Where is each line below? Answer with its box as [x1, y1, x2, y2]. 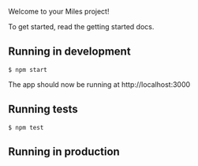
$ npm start [8, 66, 47, 74]
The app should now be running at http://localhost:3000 [8, 79, 191, 89]
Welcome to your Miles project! [8, 7, 110, 16]
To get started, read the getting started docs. [8, 22, 155, 31]
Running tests [8, 103, 79, 116]
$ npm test [8, 123, 44, 131]
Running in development [8, 45, 132, 58]
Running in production [8, 145, 120, 159]
